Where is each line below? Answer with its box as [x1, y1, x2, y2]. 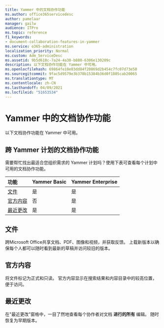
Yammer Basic [32, 179, 67, 185]
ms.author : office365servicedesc [5, 12, 74, 17]
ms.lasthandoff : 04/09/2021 [5, 85, 63, 90]
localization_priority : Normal [5, 48, 69, 53]
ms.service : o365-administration [5, 44, 74, 49]
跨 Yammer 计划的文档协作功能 [5, 146, 99, 154]
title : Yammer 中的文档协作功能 [5, 7, 65, 12]
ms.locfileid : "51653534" [5, 90, 58, 95]
